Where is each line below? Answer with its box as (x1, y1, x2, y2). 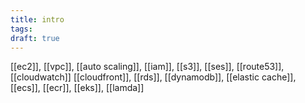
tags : (10, 24, 33, 34)
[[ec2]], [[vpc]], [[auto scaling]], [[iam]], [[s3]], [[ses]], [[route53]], (10, 61, 285, 73)
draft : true (10, 33, 60, 43)
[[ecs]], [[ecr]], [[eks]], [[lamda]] (10, 82, 145, 94)
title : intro (10, 14, 65, 25)
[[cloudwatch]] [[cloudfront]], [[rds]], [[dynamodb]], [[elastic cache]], (10, 71, 297, 83)
